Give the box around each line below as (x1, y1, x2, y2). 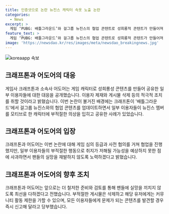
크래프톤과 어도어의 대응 (5, 71, 76, 80)
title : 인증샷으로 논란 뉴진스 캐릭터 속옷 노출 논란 (5, 7, 100, 13)
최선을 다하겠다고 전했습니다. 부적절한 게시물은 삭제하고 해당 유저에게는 (14, 191, 155, 197)
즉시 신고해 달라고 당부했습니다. (5, 203, 68, 210)
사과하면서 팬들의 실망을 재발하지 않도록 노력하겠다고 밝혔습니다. (10, 154, 137, 160)
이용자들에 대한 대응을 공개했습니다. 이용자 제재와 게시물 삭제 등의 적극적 (10, 92, 153, 98)
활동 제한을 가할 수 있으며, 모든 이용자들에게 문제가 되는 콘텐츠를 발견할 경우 (14, 197, 164, 203)
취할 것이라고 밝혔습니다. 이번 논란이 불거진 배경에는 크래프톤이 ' (10, 98, 137, 104)
